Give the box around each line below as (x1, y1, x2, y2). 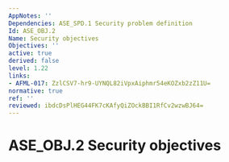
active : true (8, 49, 52, 57)
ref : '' (8, 94, 35, 102)
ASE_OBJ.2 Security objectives (8, 136, 222, 155)
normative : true (8, 86, 63, 95)
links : (8, 72, 31, 80)
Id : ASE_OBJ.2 (8, 27, 56, 35)
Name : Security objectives (8, 34, 99, 43)
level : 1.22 (8, 64, 48, 73)
